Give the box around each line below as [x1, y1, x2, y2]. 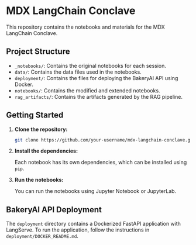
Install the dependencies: [14, 147, 78, 154]
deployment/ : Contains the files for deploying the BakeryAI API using [14, 74, 178, 81]
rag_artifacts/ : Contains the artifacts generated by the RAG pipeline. [14, 93, 183, 100]
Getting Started [6, 110, 64, 120]
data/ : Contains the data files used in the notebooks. [14, 68, 142, 75]
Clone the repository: [14, 126, 68, 133]
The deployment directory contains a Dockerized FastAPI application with [6, 220, 181, 227]
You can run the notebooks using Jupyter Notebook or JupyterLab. [14, 188, 177, 195]
